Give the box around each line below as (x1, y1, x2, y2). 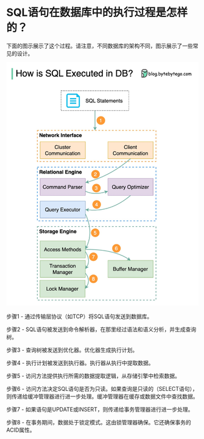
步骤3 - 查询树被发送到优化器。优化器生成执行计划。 (6, 346, 138, 354)
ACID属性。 (6, 426, 35, 434)
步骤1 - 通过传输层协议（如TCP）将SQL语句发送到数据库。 (6, 313, 153, 320)
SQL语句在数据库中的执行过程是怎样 (6, 5, 188, 20)
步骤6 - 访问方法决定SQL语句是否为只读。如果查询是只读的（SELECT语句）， (6, 385, 198, 393)
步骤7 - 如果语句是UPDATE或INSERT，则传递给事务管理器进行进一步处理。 (6, 406, 194, 413)
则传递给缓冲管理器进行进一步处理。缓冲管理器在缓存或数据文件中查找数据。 (6, 393, 199, 400)
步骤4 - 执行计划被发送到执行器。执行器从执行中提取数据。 (6, 359, 154, 366)
